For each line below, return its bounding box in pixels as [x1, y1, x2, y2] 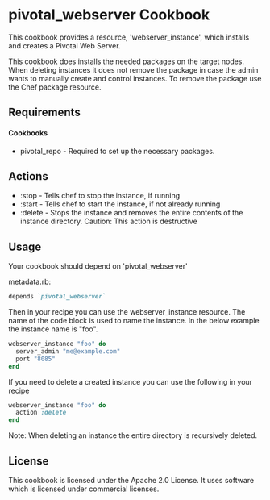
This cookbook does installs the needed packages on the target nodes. [8, 56, 244, 66]
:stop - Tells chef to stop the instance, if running [19, 191, 180, 201]
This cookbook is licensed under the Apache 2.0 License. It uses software [8, 475, 255, 485]
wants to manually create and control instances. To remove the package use [8, 73, 262, 83]
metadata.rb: [8, 277, 52, 287]
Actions [8, 169, 48, 183]
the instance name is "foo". [8, 324, 98, 334]
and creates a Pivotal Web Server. [8, 40, 121, 50]
